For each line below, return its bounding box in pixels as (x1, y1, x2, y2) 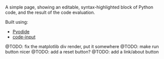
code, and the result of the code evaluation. (5, 9, 95, 15)
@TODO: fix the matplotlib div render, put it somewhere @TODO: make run (5, 44, 159, 49)
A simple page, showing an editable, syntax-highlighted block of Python (5, 4, 153, 10)
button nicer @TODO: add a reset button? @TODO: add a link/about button (5, 49, 159, 55)
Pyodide (12, 29, 30, 34)
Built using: (5, 19, 28, 25)
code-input (12, 34, 36, 40)
